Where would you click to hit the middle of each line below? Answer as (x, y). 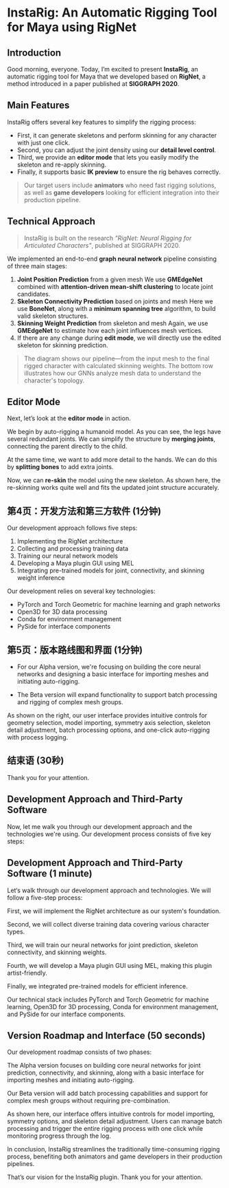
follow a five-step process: (45, 897)
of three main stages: (37, 266)
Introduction (34, 53)
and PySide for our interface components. (66, 1014)
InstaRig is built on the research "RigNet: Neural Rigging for (108, 238)
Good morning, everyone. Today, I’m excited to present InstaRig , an (103, 69)
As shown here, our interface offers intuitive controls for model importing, (111, 1114)
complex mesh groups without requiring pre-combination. (88, 1101)
